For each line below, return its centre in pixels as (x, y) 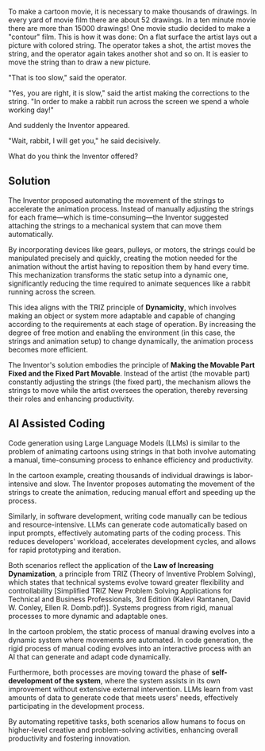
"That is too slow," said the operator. (67, 78)
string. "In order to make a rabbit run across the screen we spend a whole (129, 101)
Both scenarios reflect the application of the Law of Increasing (111, 565)
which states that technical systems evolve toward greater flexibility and (126, 582)
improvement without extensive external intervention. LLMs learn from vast (131, 689)
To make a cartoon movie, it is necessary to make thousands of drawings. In (133, 12)
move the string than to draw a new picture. (79, 62)
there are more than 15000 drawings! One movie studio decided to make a (130, 28)
